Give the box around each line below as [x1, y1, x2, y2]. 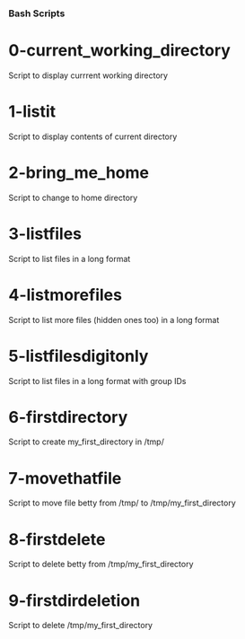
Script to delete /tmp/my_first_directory [8, 620, 153, 631]
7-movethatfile [8, 468, 122, 488]
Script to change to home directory [8, 192, 138, 203]
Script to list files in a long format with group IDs [8, 375, 187, 386]
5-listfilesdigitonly [8, 346, 149, 366]
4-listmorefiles [8, 284, 123, 305]
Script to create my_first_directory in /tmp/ [8, 436, 165, 447]
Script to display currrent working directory [8, 70, 168, 81]
